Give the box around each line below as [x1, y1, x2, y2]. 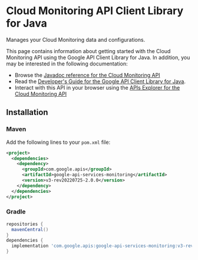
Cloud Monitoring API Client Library [6, 4, 184, 18]
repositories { [6, 221, 44, 227]
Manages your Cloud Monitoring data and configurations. [6, 36, 146, 43]
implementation [11, 243, 49, 249]
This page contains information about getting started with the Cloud [6, 47, 171, 54]
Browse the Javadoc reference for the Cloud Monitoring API [14, 71, 160, 78]
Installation [6, 107, 48, 117]
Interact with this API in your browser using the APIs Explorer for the [14, 84, 180, 91]
